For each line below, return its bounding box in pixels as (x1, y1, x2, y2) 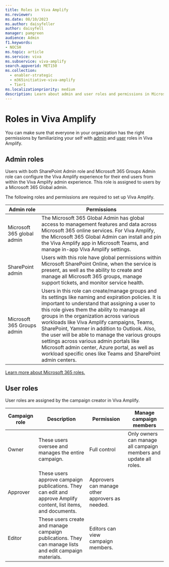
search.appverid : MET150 (5, 63, 57, 68)
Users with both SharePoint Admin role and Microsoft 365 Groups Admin (5, 168, 156, 174)
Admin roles (5, 155, 44, 163)
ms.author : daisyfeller (5, 21, 55, 27)
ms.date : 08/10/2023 (5, 17, 49, 22)
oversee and (38, 443, 68, 450)
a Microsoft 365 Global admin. (5, 184, 68, 191)
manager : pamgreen (5, 31, 44, 36)
